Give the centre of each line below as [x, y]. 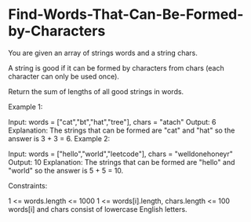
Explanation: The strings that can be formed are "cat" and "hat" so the [122, 130]
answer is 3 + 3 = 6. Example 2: [59, 138]
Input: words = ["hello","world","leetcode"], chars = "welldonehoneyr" [120, 154]
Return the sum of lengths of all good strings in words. [96, 91]
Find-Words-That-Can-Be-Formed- [126, 15]
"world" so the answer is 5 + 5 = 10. [66, 170]
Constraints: [28, 185]
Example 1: [25, 107]
